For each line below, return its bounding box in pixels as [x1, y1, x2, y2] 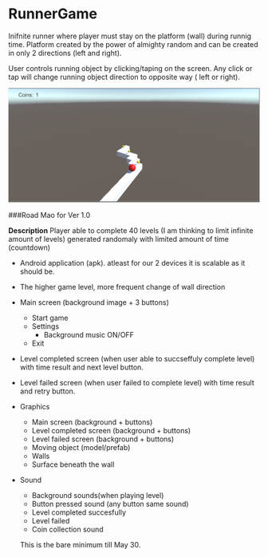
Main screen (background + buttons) [31, 417, 153, 427]
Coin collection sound [31, 524, 104, 534]
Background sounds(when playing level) [31, 490, 164, 500]
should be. [19, 267, 55, 276]
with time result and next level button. [19, 362, 144, 372]
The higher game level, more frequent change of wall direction [19, 282, 226, 291]
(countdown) [8, 243, 50, 252]
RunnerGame [8, 5, 98, 23]
